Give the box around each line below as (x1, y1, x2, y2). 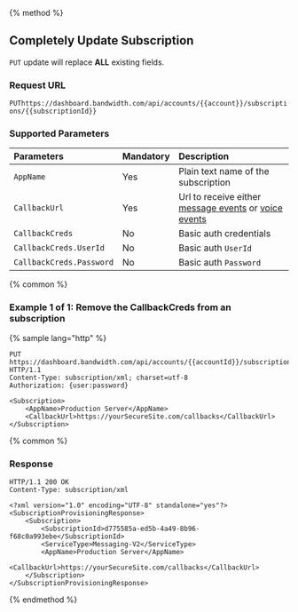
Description (178, 150, 229, 163)
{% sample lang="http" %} (9, 332, 107, 343)
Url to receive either (178, 191, 262, 203)
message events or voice (178, 202, 284, 214)
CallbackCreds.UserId (13, 243, 105, 253)
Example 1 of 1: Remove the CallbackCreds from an (9, 301, 232, 314)
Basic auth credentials (178, 227, 271, 240)
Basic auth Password (178, 257, 262, 269)
